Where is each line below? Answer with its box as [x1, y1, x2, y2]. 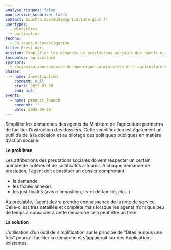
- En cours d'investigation [10, 41, 70, 46]
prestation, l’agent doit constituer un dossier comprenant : [5, 168, 127, 174]
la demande [12, 178, 38, 184]
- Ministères [10, 27, 38, 32]
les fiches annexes [12, 183, 52, 189]
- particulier [10, 31, 40, 36]
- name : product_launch [10, 97, 60, 103]
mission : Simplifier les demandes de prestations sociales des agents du [5, 50, 165, 55]
